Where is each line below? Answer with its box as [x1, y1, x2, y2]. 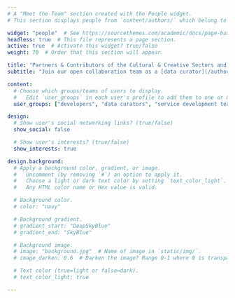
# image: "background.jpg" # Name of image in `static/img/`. [13, 248, 201, 255]
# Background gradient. [13, 215, 83, 223]
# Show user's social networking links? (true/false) [13, 120, 173, 127]
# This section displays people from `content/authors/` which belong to [7, 17, 227, 24]
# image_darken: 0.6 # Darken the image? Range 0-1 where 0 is [13, 255, 205, 262]
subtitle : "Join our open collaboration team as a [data [7, 68, 177, 75]
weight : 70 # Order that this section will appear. [7, 49, 164, 56]
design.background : [7, 158, 64, 165]
